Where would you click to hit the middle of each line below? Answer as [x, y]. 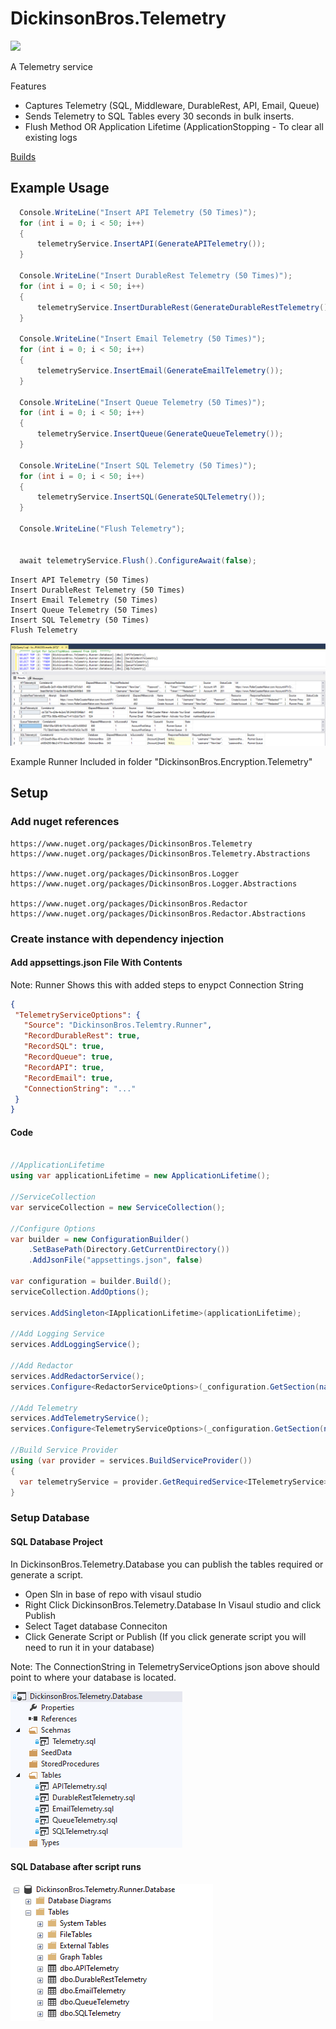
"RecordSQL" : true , [64, 1047]
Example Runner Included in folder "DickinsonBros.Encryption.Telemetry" [161, 761]
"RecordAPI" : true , [64, 1067]
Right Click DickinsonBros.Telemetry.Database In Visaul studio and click [173, 1604]
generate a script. [47, 1574]
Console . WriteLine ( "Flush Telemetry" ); [102, 529]
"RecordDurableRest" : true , [82, 1036]
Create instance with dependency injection [117, 939]
